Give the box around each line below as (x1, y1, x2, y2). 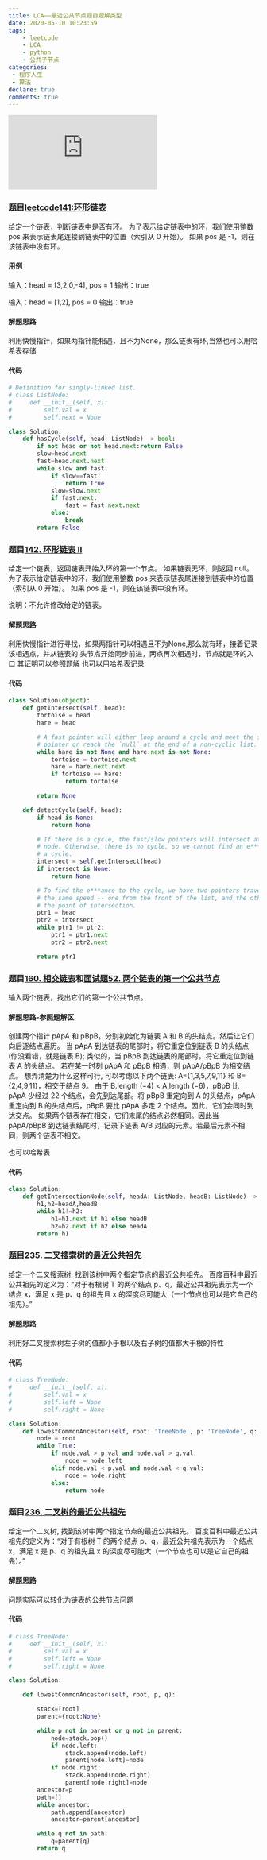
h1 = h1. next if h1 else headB (50, 1215, 148, 1223)
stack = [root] (37, 1705, 80, 1713)
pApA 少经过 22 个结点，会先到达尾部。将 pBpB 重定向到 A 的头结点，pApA (8, 1091, 256, 1100)
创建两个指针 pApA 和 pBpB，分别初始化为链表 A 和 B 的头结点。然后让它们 (8, 1031, 255, 1041)
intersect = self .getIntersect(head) (37, 857, 161, 866)
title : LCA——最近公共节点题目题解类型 (8, 11, 122, 20)
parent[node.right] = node (64, 1779, 148, 1787)
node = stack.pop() (50, 1734, 109, 1742)
